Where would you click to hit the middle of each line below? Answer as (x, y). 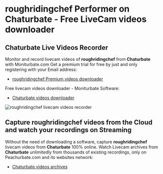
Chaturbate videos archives (40, 167)
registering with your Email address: (41, 70)
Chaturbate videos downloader (43, 98)
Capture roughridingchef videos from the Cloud (79, 122)
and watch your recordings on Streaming (68, 130)
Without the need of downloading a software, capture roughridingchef (76, 141)
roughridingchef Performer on (67, 9)
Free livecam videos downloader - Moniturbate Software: (62, 88)
